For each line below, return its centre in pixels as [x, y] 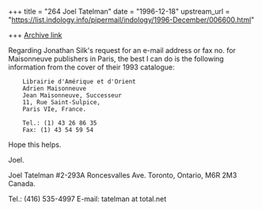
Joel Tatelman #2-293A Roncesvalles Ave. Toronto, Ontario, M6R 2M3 [123, 175]
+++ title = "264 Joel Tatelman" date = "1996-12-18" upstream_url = [119, 11]
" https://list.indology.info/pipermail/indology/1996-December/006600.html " [131, 20]
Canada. [22, 184]
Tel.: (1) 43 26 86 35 [60, 123]
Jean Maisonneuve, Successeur [72, 96]
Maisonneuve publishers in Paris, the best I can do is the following [116, 59]
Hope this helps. [35, 144]
